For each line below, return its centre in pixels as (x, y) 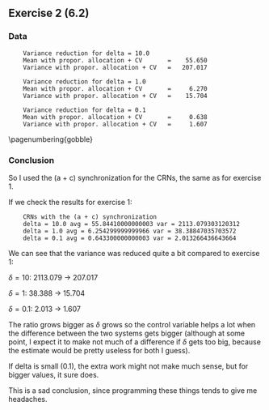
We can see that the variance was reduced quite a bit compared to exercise (134, 253)
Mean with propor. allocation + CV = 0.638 (115, 117)
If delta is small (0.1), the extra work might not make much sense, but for (128, 366)
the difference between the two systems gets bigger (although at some (126, 333)
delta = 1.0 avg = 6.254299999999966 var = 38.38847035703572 (130, 231)
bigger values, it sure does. (54, 374)
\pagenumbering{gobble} (50, 139)
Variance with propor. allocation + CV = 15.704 (115, 96)
